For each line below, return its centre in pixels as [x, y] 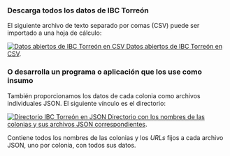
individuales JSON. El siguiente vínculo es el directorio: [87, 103]
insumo [20, 81]
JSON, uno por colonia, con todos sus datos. [72, 145]
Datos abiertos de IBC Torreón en [174, 47]
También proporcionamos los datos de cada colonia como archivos [104, 95]
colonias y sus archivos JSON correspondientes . [78, 124]
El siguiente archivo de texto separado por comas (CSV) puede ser [103, 26]
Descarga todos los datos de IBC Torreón [78, 10]
